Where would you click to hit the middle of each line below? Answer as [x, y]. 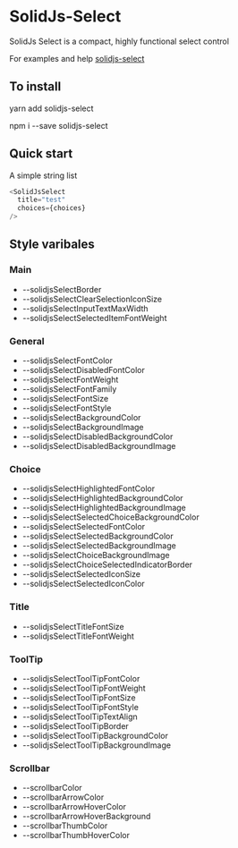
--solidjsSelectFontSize [65, 399]
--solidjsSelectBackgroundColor [81, 418]
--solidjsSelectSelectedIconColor [83, 584]
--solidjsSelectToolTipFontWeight [84, 688]
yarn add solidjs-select [51, 108]
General [27, 341]
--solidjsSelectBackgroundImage [83, 428]
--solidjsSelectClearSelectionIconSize [92, 299]
